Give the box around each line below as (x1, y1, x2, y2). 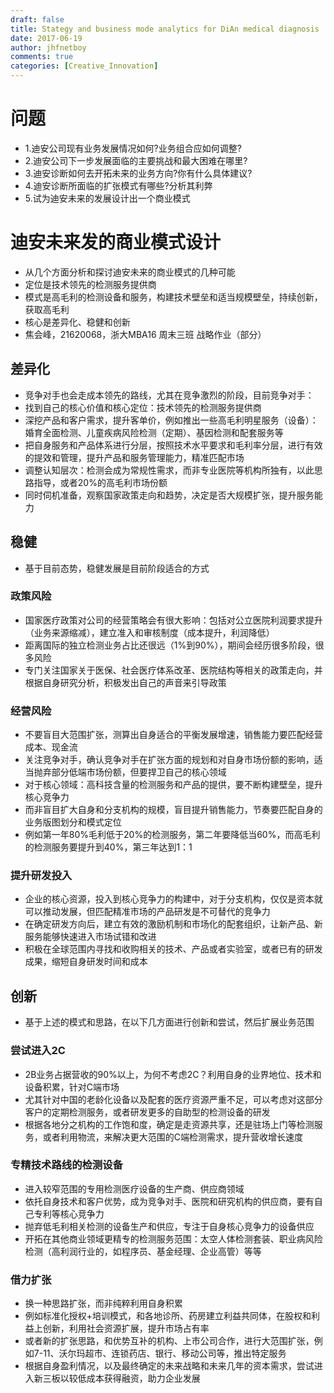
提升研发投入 (10, 869, 73, 883)
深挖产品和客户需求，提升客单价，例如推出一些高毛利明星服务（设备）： (24, 414, 319, 426)
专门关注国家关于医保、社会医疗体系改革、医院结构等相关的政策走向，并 (24, 664, 323, 676)
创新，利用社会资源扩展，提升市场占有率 (42, 1322, 210, 1335)
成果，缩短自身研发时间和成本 (24, 956, 148, 968)
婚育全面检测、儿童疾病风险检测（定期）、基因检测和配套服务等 (24, 426, 284, 438)
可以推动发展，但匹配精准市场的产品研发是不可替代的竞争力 (24, 906, 271, 918)
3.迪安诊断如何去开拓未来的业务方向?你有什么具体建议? (24, 167, 253, 179)
